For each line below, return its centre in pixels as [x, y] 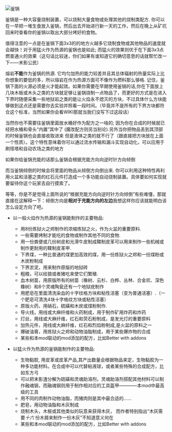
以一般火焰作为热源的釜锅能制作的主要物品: [58, 218]
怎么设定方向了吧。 [26, 207]
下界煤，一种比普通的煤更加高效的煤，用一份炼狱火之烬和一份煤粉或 [92, 255]
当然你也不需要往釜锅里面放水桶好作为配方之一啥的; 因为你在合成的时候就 [83, 123]
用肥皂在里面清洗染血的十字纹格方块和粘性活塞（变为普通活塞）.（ [91, 293]
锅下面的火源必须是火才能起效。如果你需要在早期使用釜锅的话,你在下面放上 [84, 86]
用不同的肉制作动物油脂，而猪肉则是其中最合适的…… [76, 398]
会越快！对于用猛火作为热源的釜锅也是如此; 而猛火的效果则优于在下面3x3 [82, 50]
